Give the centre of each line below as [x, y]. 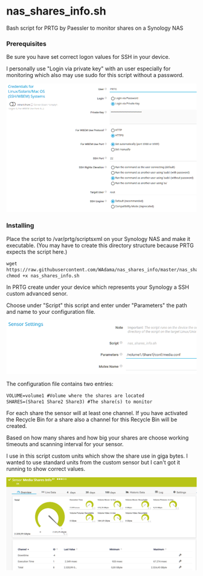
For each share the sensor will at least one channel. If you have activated [97, 413]
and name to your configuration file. [51, 311]
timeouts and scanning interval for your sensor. [65, 444]
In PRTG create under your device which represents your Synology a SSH [98, 287]
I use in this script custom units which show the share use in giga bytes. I [97, 456]
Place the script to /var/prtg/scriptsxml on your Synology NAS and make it [98, 239]
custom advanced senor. [37, 293]
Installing [20, 226]
